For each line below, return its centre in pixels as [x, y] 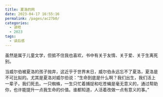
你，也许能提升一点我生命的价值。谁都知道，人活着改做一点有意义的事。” [77, 89]
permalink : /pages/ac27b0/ [32, 18]
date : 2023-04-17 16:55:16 [32, 14]
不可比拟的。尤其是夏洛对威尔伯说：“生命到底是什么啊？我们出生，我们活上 [81, 77]
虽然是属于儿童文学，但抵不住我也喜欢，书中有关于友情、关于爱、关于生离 [79, 55]
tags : [10, 37]
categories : [17, 23]
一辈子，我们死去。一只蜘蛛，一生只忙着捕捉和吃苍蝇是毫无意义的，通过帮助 [81, 83]
